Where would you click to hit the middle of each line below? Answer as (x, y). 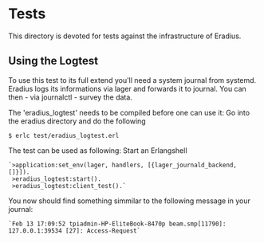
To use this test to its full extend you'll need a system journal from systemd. (132, 80)
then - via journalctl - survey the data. (71, 97)
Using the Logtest (53, 61)
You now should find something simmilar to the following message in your (130, 201)
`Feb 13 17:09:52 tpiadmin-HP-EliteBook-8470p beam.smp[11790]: (117, 224)
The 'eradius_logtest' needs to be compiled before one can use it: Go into (129, 112)
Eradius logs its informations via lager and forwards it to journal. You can (128, 88)
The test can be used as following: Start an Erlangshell (98, 150)
